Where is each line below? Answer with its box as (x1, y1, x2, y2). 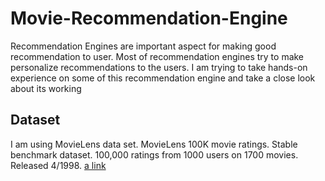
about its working (10, 82, 82, 94)
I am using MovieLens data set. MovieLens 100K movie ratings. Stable (10, 138, 298, 150)
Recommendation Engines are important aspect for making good (10, 40, 277, 52)
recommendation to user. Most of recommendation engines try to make (10, 50, 305, 62)
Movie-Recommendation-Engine (10, 7, 288, 30)
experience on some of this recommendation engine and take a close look (10, 72, 316, 84)
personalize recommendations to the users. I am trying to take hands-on (10, 61, 308, 73)
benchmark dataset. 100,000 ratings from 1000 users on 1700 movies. (10, 148, 299, 161)
